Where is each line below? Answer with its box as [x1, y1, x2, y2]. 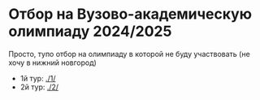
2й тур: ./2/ [19, 82, 59, 92]
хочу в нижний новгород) [8, 58, 97, 67]
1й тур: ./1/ [19, 73, 56, 83]
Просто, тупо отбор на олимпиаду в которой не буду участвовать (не [8, 49, 250, 59]
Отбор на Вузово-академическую [8, 5, 252, 24]
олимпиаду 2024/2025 [8, 22, 172, 41]
